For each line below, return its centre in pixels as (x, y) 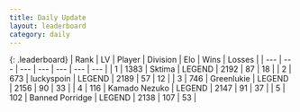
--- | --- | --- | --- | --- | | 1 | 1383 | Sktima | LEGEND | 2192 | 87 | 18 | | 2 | (155, 69)
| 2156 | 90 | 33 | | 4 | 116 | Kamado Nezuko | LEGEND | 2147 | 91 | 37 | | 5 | (147, 88)
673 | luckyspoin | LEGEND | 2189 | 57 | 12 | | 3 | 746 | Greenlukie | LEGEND (149, 79)
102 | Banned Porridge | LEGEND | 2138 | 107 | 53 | (103, 98)
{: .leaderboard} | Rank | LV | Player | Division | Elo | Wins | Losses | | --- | (145, 60)
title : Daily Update (48, 17)
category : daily (40, 34)
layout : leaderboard (48, 26)
